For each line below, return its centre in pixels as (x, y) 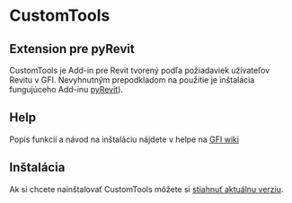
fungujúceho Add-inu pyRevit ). (66, 89)
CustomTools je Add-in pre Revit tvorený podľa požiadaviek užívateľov (140, 70)
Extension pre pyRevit (72, 49)
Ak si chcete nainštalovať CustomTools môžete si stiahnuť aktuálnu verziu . (146, 189)
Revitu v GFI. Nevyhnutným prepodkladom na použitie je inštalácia (132, 80)
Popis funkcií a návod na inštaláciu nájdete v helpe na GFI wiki (124, 139)
